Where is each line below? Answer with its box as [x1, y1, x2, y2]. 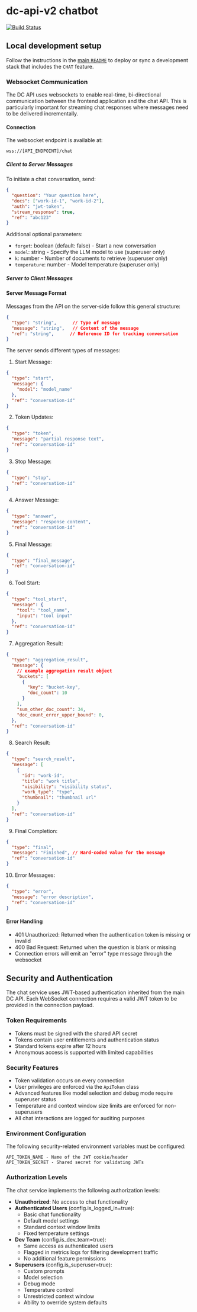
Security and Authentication [6, 973, 113, 983]
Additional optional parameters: [6, 231, 83, 238]
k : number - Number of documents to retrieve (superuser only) [14, 255, 168, 262]
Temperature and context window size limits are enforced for [14, 1102, 164, 1110]
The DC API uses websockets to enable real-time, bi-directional [6, 91, 162, 98]
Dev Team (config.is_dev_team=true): [14, 1236, 106, 1243]
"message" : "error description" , [11, 894, 94, 900]
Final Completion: [14, 827, 58, 834]
